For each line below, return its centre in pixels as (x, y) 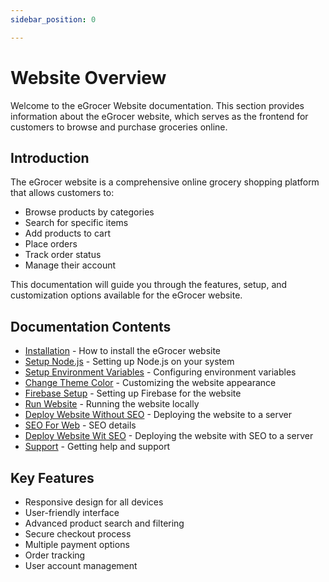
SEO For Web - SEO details (80, 425)
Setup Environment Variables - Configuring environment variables (160, 372)
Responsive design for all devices (94, 502)
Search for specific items (76, 223)
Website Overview (88, 77)
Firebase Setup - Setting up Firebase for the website (133, 393)
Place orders (51, 244)
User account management (81, 565)
